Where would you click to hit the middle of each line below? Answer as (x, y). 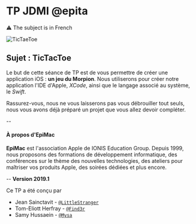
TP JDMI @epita (47, 11)
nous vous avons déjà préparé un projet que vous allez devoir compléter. (96, 110)
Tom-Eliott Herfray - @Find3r (50, 208)
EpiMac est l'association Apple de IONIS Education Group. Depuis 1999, (95, 148)
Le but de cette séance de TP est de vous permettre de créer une (87, 72)
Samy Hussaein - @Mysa (43, 214)
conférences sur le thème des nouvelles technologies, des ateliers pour (94, 161)
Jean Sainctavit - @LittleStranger (57, 202)
